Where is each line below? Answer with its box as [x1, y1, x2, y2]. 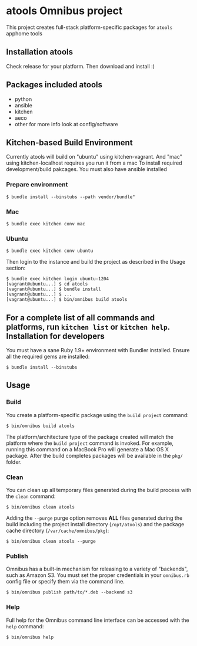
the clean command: [6, 493, 56, 500]
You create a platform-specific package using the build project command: [6, 411, 189, 418]
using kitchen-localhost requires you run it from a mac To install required [6, 159, 182, 166]
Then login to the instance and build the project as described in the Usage [6, 258, 186, 265]
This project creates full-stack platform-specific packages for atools [6, 24, 173, 31]
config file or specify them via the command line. [6, 578, 125, 585]
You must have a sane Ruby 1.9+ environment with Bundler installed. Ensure [6, 347, 190, 354]
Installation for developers [6, 331, 105, 341]
